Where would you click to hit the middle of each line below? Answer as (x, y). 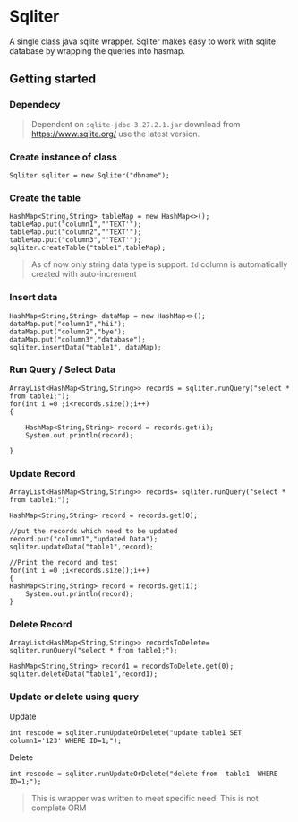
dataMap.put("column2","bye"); (68, 332)
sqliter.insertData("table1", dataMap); (86, 347)
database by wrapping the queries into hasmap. (97, 50)
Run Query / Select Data (63, 369)
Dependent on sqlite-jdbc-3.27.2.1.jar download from (136, 124)
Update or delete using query (74, 697)
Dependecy (35, 105)
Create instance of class (64, 157)
